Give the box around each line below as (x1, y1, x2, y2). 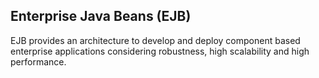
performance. (10, 55, 67, 68)
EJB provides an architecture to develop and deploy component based (10, 34, 301, 46)
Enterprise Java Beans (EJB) (10, 8, 192, 25)
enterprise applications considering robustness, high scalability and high (10, 45, 310, 57)
